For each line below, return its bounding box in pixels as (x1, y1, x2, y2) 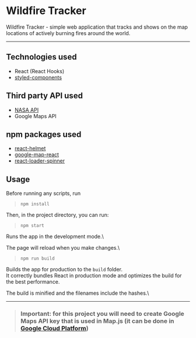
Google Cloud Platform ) (20, 325, 89, 333)
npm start (20, 223, 45, 229)
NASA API (14, 106, 39, 113)
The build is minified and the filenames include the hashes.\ (6, 289, 149, 296)
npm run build (20, 256, 55, 261)
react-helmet (14, 145, 46, 152)
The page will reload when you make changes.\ (6, 244, 120, 251)
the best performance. (6, 278, 60, 285)
